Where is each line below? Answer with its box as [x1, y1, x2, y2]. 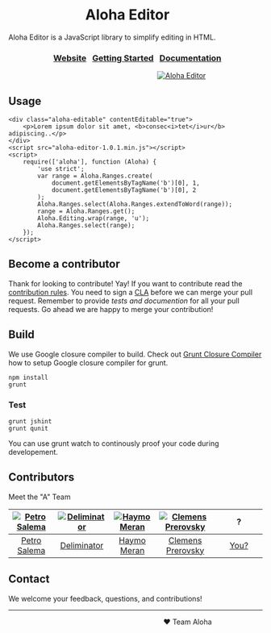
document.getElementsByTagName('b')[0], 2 [51, 186, 197, 194]
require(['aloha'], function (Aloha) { [23, 158, 157, 166]
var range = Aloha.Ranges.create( [37, 172, 153, 181]
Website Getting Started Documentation [53, 52, 222, 64]
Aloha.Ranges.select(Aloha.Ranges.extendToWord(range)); [37, 200, 232, 209]
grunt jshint [8, 417, 52, 425]
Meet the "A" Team [8, 492, 71, 502]
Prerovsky [165, 544, 205, 556]
